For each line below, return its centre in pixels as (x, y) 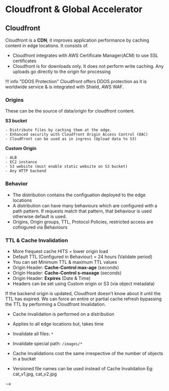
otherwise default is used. (40, 216)
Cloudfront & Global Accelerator (74, 9)
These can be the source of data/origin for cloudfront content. (70, 111)
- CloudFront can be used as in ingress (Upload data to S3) (71, 139)
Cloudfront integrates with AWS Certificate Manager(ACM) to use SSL (85, 55)
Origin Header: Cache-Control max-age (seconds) (66, 267)
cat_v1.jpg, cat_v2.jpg (35, 374)
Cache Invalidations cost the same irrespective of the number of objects (88, 353)
